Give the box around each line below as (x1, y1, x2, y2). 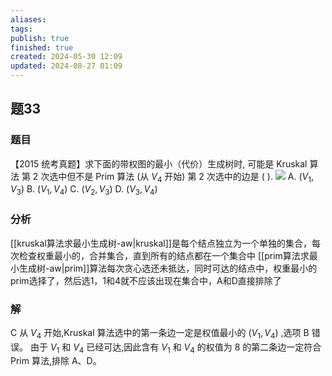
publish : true (10, 33, 70, 43)
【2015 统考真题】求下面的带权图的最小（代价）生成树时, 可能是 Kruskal (10, 157, 308, 170)
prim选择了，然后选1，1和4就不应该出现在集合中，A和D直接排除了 (10, 274, 282, 286)
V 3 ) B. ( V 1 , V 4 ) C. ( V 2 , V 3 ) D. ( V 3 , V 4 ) (10, 183, 158, 198)
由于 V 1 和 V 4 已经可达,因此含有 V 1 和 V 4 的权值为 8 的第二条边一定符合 (29, 341, 322, 355)
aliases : (10, 14, 47, 25)
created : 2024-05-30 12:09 (10, 52, 123, 62)
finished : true (10, 42, 74, 53)
